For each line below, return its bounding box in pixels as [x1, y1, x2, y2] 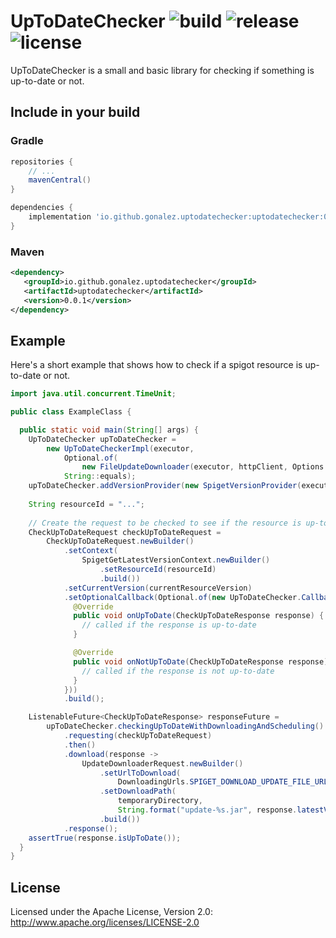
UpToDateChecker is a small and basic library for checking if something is [10, 64, 315, 76]
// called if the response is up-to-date [81, 620, 257, 630]
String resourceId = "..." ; [28, 499, 145, 509]
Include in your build [10, 104, 141, 121]
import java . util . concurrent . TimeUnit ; [10, 389, 177, 399]
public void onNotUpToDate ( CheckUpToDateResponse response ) [73, 656, 329, 667]
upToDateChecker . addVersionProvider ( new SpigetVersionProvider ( [28, 481, 302, 491]
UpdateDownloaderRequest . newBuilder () [81, 758, 244, 769]
